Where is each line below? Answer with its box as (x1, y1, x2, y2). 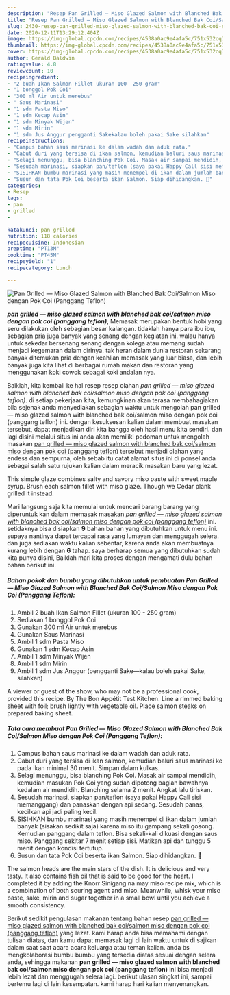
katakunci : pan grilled (7, 226, 75, 233)
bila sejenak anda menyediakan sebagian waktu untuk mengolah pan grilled (7, 403, 221, 411)
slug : (7, 23, 23, 29)
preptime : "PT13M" (7, 245, 60, 252)
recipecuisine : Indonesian (7, 239, 84, 246)
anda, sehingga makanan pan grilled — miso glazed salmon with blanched (7, 957, 220, 966)
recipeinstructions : (7, 138, 66, 145)
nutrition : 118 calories (7, 232, 78, 240)
